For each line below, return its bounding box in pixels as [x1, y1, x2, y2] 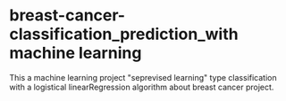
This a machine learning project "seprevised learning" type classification [9, 72, 277, 82]
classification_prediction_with [9, 24, 239, 44]
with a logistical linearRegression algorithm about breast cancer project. [9, 82, 274, 92]
